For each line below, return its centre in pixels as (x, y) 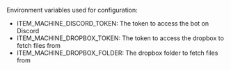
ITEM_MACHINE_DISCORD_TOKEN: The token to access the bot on (113, 23)
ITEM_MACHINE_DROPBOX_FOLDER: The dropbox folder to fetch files (117, 53)
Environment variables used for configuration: (72, 10)
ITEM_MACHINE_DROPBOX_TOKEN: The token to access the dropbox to (120, 38)
